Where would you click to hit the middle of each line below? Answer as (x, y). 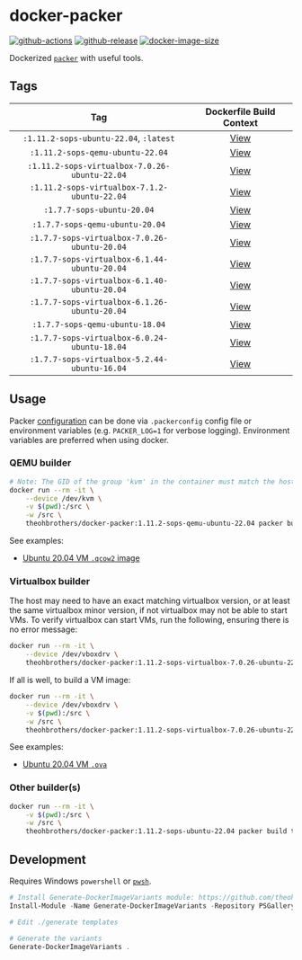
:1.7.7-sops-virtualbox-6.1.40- (99, 280)
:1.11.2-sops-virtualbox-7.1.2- (99, 187)
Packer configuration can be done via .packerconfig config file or (131, 421)
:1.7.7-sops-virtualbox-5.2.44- (99, 359)
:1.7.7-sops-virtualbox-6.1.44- (99, 259)
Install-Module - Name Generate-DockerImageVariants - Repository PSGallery (152, 906)
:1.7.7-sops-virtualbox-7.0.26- (99, 238)
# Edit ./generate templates (64, 922)
